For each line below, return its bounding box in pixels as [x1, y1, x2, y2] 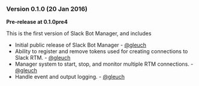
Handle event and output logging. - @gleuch [14, 73, 125, 81]
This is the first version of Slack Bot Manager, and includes [6, 30, 152, 37]
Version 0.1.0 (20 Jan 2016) [6, 5, 88, 13]
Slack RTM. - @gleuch [14, 54, 71, 62]
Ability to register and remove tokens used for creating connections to [14, 48, 188, 55]
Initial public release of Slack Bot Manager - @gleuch [14, 41, 147, 49]
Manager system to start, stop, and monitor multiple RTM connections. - [14, 60, 194, 67]
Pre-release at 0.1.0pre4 [6, 19, 68, 26]
